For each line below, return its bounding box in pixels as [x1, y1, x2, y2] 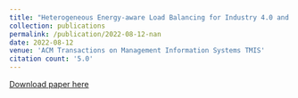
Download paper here [9, 79, 89, 89]
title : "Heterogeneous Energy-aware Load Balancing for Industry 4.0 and [9, 12, 290, 22]
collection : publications [9, 21, 105, 30]
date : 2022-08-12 [9, 37, 74, 47]
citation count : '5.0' [9, 54, 94, 63]
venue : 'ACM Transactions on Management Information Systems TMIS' [9, 46, 266, 55]
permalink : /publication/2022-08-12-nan [9, 29, 162, 38]
